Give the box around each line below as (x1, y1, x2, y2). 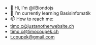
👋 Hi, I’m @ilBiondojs (10, 5, 54, 11)
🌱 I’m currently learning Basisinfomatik (10, 10, 91, 16)
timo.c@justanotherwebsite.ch (10, 23, 75, 29)
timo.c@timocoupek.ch (10, 28, 59, 34)
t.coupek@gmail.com (10, 34, 55, 40)
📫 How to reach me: (10, 16, 54, 22)
